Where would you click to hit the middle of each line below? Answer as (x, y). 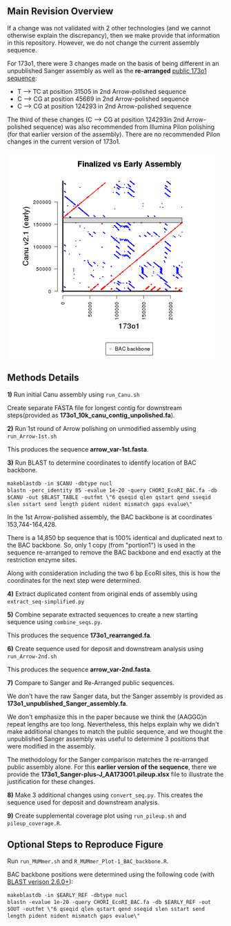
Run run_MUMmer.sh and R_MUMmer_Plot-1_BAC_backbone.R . (88, 861)
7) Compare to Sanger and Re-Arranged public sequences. (91, 682)
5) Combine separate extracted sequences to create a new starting (102, 615)
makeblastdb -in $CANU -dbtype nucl (60, 483)
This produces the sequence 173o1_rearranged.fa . (80, 635)
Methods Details (43, 378)
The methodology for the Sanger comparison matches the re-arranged (108, 760)
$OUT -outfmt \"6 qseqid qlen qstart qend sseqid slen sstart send (106, 909)
